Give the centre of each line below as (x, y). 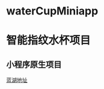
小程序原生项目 (34, 64)
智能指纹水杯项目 (49, 41)
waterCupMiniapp (52, 11)
